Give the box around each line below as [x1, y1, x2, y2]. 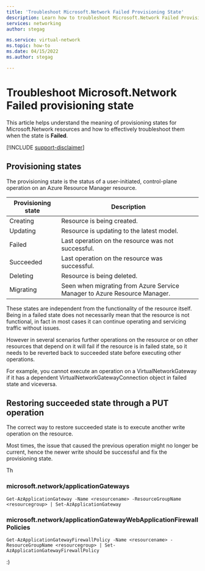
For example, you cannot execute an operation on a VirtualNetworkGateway [6, 367, 197, 374]
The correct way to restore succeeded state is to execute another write [6, 424, 185, 431]
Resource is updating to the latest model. [60, 227, 179, 235]
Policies [6, 523, 31, 531]
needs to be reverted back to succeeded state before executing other [6, 349, 181, 356]
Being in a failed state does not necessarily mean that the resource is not [6, 311, 190, 318]
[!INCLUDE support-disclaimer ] [6, 144, 85, 151]
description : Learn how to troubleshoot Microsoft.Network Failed [6, 15, 179, 21]
